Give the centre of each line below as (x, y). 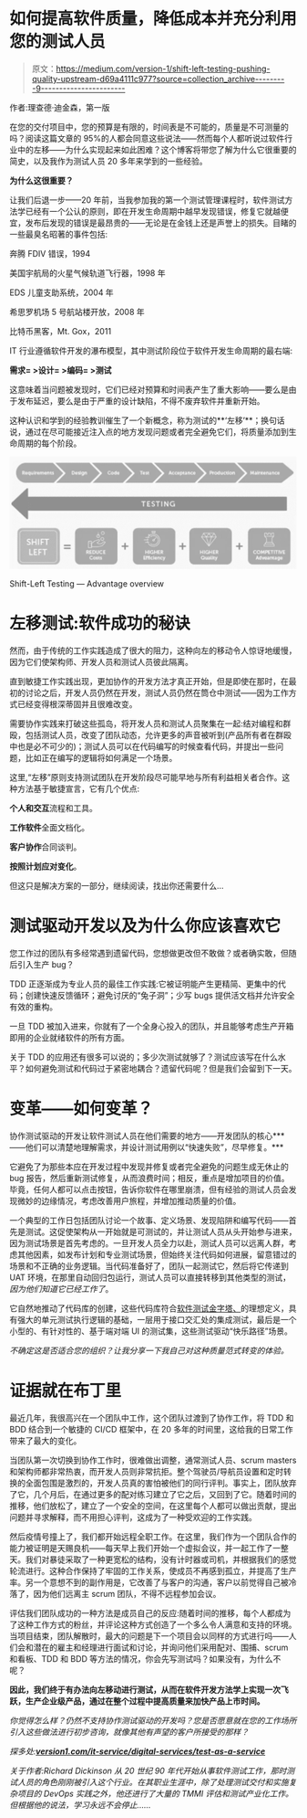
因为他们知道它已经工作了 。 (61, 1289)
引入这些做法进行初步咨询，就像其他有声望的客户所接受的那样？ (129, 1732)
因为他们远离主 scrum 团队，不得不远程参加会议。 (127, 1594)
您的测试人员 (58, 42)
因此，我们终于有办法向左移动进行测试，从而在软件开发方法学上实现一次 (145, 1690)
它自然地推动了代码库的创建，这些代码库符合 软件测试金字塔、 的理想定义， (149, 1308)
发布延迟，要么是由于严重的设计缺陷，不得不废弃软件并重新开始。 (141, 401)
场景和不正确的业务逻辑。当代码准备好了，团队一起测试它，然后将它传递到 (149, 1266)
